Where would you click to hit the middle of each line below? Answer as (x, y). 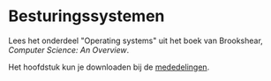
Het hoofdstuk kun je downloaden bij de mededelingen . (109, 67)
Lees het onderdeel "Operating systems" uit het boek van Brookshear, (136, 40)
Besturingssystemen (87, 16)
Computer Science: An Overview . (69, 49)
